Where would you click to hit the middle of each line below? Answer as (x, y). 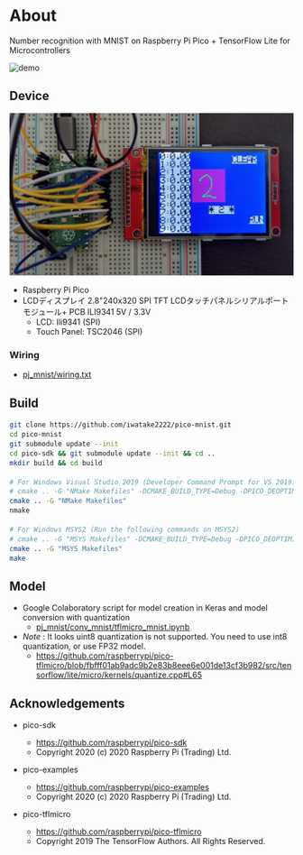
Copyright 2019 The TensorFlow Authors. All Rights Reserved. (151, 841)
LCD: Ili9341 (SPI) (68, 322)
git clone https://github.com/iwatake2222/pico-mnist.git (120, 425)
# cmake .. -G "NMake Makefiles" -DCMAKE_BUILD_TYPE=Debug (123, 492)
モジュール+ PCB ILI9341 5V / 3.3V (87, 312)
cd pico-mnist (36, 435)
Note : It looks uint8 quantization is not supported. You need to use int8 (155, 637)
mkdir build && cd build (56, 463)
